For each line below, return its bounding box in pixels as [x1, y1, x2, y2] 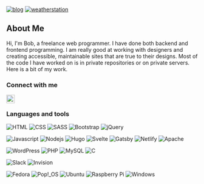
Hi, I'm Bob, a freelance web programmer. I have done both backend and [6, 40, 188, 47]
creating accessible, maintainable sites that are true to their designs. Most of [6, 52, 198, 60]
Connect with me [6, 80, 58, 89]
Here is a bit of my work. [6, 65, 68, 73]
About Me [6, 23, 44, 34]
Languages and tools [6, 110, 70, 118]
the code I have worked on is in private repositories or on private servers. [6, 58, 190, 66]
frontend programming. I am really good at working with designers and [6, 46, 183, 53]
